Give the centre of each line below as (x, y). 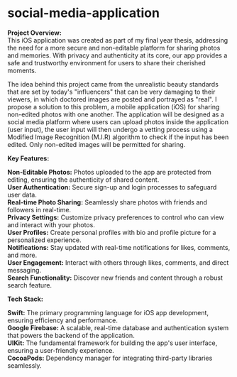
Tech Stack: (26, 299)
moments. (22, 70)
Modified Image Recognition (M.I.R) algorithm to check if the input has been (118, 137)
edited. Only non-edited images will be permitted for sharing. (97, 144)
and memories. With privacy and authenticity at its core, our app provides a (117, 55)
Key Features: (28, 158)
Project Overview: (34, 33)
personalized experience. (44, 240)
